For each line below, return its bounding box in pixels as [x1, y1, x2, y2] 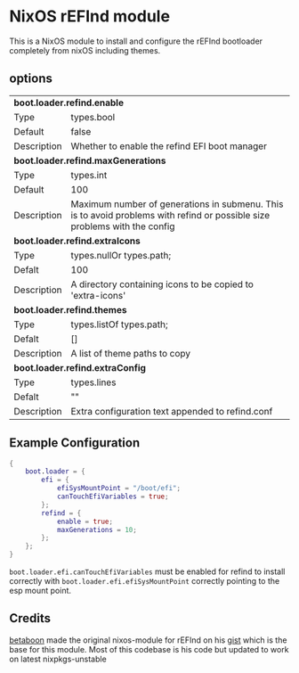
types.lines [70, 376, 117, 389]
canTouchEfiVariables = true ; [56, 492, 169, 501]
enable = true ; [56, 517, 114, 526]
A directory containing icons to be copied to [70, 278, 254, 291]
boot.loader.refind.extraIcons [13, 234, 141, 247]
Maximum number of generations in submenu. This [70, 198, 284, 210]
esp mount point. [9, 586, 72, 596]
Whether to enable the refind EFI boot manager [70, 140, 267, 152]
